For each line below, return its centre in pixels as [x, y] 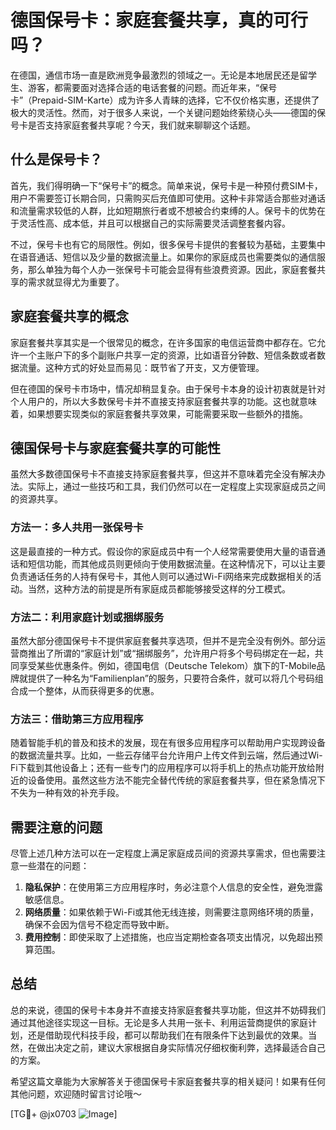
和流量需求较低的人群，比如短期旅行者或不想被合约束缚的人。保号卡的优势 [163, 210]
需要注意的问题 [56, 827]
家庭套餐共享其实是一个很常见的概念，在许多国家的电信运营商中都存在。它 [163, 342]
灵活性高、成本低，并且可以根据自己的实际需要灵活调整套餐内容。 [154, 223]
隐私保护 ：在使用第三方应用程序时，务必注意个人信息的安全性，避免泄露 [173, 887]
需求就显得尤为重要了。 [76, 282]
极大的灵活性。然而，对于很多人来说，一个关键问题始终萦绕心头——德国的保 [168, 112]
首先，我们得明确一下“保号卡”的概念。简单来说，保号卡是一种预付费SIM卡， [166, 185]
